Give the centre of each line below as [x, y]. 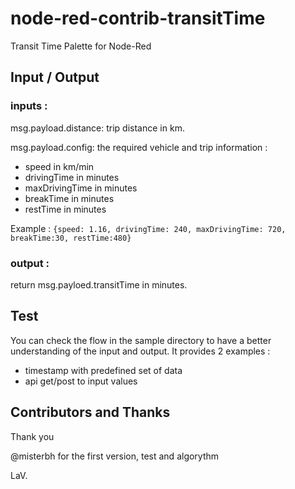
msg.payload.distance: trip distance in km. [97, 128]
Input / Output [55, 77]
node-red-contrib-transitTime [138, 18]
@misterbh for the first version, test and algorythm [115, 456]
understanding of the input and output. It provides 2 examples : [140, 351]
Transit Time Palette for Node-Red [81, 46]
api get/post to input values [81, 381]
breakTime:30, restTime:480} [71, 238]
